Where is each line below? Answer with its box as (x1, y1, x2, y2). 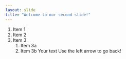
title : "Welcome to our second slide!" (5, 12, 91, 17)
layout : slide (5, 7, 36, 13)
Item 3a (20, 42, 37, 48)
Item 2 (12, 32, 27, 38)
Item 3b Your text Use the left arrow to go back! (20, 48, 122, 54)
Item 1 (12, 26, 26, 32)
